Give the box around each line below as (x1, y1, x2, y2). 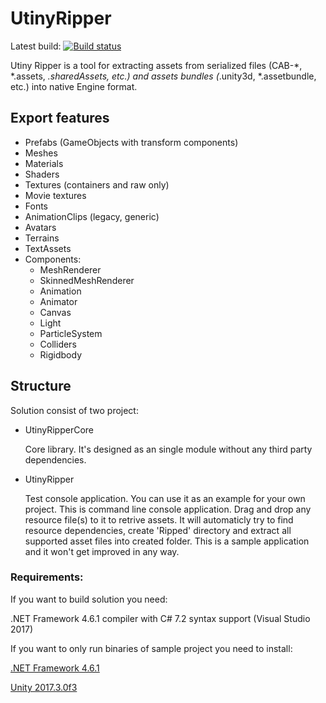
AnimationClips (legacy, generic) (24, 210, 160, 222)
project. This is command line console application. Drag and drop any (24, 503, 312, 515)
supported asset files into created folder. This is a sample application (24, 535, 310, 547)
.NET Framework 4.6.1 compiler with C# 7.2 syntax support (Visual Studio (10, 612, 311, 624)
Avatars (24, 221, 57, 233)
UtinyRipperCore (24, 423, 94, 436)
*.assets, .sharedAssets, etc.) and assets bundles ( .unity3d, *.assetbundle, (10, 70, 317, 82)
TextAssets (24, 242, 72, 254)
